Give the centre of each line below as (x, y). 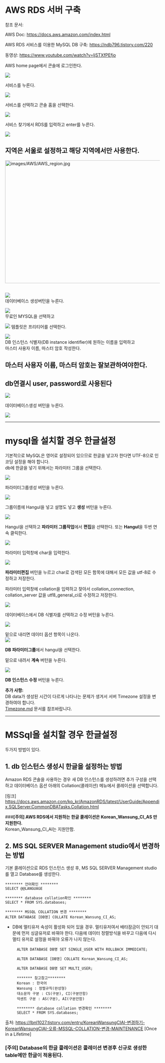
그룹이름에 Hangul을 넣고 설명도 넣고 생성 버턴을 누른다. (59, 507)
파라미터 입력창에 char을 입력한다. (38, 552)
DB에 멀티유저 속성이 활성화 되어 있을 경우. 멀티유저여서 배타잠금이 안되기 (82, 927)
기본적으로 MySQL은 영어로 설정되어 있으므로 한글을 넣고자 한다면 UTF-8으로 (79, 455)
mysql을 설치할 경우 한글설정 (61, 441)
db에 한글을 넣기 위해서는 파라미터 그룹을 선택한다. (54, 468)
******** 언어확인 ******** (32, 885)
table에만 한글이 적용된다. (34, 1055)
